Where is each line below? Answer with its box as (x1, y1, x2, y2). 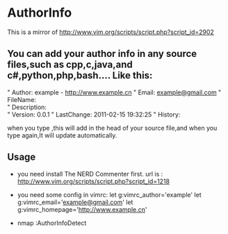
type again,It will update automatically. (7, 131, 117, 140)
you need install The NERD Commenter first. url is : (17, 169, 163, 178)
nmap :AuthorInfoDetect (17, 219, 87, 227)
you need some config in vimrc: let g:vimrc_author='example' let (17, 190, 202, 199)
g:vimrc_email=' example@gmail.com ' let (17, 198, 133, 206)
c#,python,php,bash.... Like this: (7, 69, 153, 81)
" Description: (7, 103, 47, 111)
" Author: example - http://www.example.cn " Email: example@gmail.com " (7, 88, 222, 97)
